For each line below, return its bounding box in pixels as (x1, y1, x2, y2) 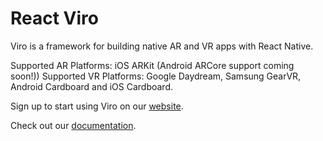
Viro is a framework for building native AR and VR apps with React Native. (10, 40, 314, 52)
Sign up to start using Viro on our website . (10, 100, 184, 112)
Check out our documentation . (10, 119, 137, 131)
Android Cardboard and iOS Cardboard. (10, 80, 174, 92)
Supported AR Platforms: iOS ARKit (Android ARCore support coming (10, 59, 295, 71)
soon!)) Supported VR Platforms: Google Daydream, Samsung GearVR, (10, 70, 302, 82)
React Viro (10, 7, 99, 30)
